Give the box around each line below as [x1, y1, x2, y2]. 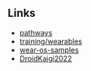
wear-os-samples [19, 44, 79, 55]
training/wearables [19, 36, 83, 46]
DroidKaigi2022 [19, 53, 72, 63]
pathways [19, 27, 53, 37]
